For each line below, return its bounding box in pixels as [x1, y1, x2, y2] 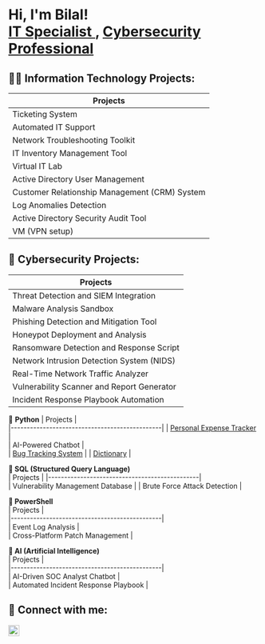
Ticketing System [12, 109, 77, 119]
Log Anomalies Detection [12, 200, 107, 210]
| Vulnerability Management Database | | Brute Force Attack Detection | [8, 481, 242, 490]
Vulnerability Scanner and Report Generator [12, 381, 177, 392]
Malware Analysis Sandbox [12, 302, 114, 314]
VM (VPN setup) [12, 226, 74, 237]
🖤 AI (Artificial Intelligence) [8, 546, 100, 555]
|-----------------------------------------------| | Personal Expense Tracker [8, 422, 257, 433]
